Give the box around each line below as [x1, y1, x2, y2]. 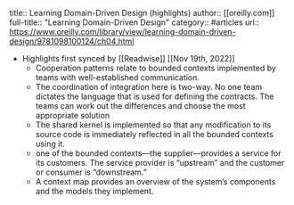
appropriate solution [35, 111, 110, 120]
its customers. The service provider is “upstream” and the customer [35, 158, 285, 168]
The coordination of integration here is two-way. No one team [35, 82, 263, 92]
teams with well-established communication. [35, 72, 200, 83]
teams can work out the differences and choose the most [35, 101, 247, 111]
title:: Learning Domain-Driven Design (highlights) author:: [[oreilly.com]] [9, 8, 275, 18]
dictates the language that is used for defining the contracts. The [35, 91, 274, 102]
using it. [35, 138, 65, 149]
